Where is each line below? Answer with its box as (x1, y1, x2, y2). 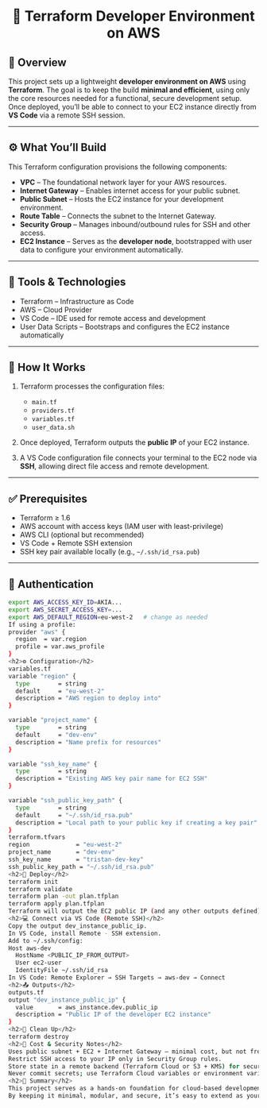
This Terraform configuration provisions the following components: (8, 162, 228, 172)
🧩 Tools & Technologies (8, 276, 126, 289)
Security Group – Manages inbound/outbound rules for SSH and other (19, 219, 251, 229)
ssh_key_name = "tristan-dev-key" (8, 855, 145, 864)
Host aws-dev (8, 944, 52, 952)
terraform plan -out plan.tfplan (8, 893, 119, 901)
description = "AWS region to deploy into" (15, 694, 161, 702)
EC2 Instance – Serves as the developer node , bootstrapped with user (19, 236, 253, 245)
